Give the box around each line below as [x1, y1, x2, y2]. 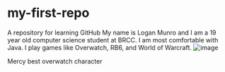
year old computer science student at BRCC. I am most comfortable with [7, 35, 219, 44]
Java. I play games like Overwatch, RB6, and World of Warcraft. [7, 43, 192, 52]
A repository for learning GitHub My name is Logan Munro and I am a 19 [7, 28, 217, 37]
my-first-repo [7, 5, 90, 21]
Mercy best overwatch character [7, 56, 103, 65]
